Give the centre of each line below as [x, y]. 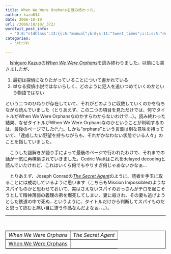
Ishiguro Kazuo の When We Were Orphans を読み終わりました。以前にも [85, 63]
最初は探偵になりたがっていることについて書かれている [70, 80]
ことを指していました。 [30, 142]
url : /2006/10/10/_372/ [31, 24]
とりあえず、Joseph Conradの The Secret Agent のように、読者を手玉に [84, 176]
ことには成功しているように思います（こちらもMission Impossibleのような [88, 182]
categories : [18, 39]
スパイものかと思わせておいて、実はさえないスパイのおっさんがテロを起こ [83, 188]
